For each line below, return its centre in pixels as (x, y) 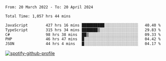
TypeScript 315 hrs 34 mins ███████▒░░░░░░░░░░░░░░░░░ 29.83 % (83, 30)
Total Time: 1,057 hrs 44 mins (38, 16)
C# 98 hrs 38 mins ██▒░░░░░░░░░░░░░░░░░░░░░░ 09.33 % (83, 34)
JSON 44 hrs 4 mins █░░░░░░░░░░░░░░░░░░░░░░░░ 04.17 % (83, 44)
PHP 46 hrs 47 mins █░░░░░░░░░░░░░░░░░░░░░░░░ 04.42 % (83, 39)
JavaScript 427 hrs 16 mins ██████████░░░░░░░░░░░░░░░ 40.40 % (83, 25)
